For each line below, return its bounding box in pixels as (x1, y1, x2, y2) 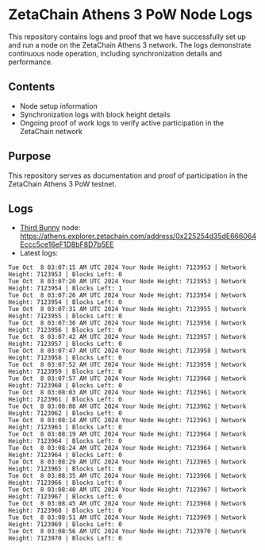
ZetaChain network (19, 126, 83, 136)
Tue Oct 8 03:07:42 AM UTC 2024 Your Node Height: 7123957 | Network (8, 333, 247, 341)
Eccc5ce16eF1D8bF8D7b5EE (19, 240, 114, 249)
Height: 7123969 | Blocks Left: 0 (8, 521, 123, 529)
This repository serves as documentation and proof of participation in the (8, 171, 248, 180)
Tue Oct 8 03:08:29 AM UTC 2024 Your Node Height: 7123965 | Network (8, 458, 247, 466)
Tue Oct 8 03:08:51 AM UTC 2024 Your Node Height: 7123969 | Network (8, 513, 247, 521)
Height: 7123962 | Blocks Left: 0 (8, 410, 123, 417)
